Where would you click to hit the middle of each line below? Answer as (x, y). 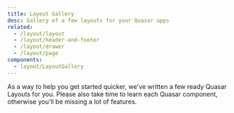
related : (20, 27)
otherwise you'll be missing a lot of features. (72, 101)
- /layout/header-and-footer (57, 40)
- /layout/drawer (39, 47)
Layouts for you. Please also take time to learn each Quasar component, (113, 94)
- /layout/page (36, 54)
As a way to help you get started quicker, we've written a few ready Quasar (117, 86)
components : (25, 60)
